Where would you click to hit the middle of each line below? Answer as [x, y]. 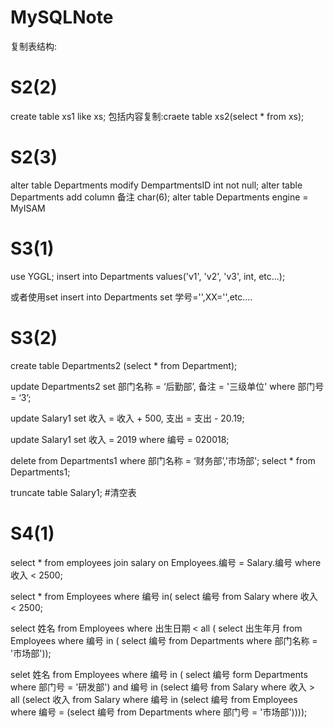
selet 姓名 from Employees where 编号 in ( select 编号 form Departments [159, 674]
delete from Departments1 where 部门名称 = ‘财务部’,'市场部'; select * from [163, 460]
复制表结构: [34, 46]
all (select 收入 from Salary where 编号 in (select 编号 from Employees [154, 699]
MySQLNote [62, 17]
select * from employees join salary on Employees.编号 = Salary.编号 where [166, 562]
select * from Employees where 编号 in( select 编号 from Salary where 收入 [164, 596]
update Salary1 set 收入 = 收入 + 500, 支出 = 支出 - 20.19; [127, 418]
